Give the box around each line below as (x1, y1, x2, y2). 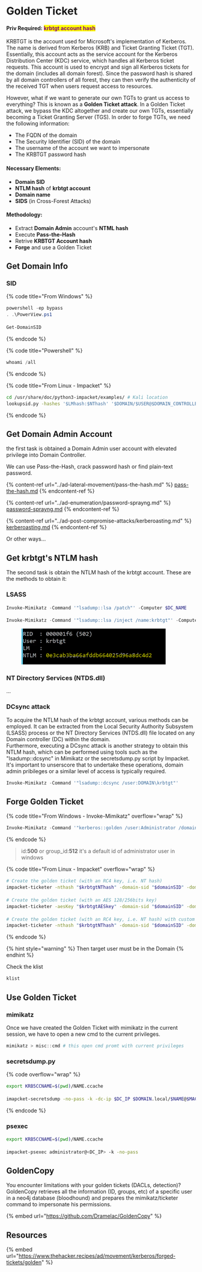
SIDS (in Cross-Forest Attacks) (14, 197, 91, 204)
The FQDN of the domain (14, 131, 77, 139)
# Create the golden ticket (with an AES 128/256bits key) (6, 897, 158, 903)
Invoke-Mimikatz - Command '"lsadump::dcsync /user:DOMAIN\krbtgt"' (6, 780, 179, 786)
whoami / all (6, 359, 36, 365)
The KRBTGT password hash (14, 151, 86, 158)
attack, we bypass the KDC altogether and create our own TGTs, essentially (6, 107, 194, 114)
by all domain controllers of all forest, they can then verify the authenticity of (6, 77, 196, 84)
